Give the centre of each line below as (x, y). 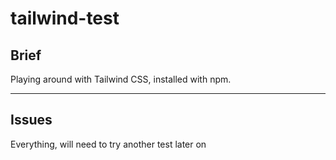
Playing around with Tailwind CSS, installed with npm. (121, 79)
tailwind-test (65, 18)
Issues (31, 120)
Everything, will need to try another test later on (108, 144)
